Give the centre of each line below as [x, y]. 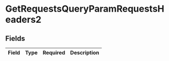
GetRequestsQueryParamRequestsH [85, 9]
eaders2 [24, 20]
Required [54, 53]
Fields [15, 38]
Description [85, 53]
